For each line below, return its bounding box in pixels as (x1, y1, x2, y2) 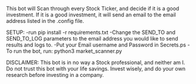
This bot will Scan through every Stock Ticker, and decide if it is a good (6, 5, 179, 12)
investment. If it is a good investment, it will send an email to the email (6, 11, 176, 18)
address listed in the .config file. (6, 18, 84, 24)
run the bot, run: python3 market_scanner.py (14, 48, 122, 55)
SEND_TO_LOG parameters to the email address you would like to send (6, 35, 178, 42)
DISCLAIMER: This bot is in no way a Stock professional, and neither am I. (6, 59, 185, 66)
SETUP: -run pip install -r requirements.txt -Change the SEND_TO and (6, 29, 176, 36)
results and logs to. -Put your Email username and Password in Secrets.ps (6, 41, 187, 48)
